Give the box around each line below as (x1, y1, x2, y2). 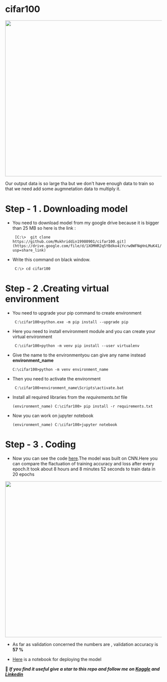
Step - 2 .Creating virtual (5, 283, 109, 294)
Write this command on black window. (12, 256, 90, 263)
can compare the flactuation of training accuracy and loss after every (12, 460, 155, 466)
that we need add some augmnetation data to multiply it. (5, 186, 121, 192)
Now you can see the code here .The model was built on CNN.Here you (12, 455, 158, 461)
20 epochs (12, 471, 35, 477)
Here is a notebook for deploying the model (12, 656, 102, 662)
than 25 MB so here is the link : (12, 225, 76, 231)
